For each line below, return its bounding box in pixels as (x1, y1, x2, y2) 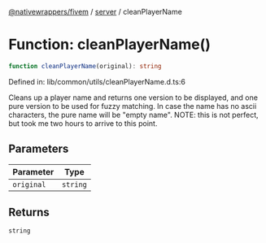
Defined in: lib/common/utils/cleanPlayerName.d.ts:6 (8, 76, 185, 86)
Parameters (8, 142, 69, 156)
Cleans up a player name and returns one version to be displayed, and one (8, 93, 259, 102)
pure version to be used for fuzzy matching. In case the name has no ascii (8, 101, 257, 111)
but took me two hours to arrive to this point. (8, 118, 158, 128)
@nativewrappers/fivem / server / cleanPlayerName (8, 7, 183, 16)
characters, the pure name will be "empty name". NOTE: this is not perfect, (8, 110, 259, 119)
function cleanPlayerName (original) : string (8, 62, 162, 70)
